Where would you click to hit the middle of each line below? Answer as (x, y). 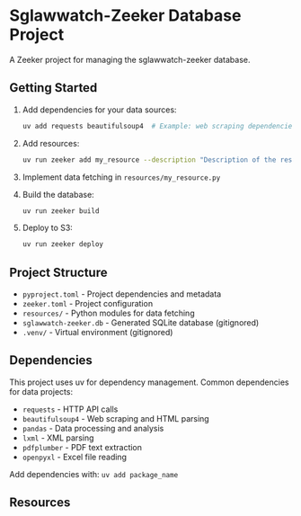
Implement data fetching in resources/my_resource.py (121, 177)
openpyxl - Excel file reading (75, 457)
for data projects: (41, 391)
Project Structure (58, 272)
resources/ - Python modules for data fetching (108, 313)
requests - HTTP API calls (70, 409)
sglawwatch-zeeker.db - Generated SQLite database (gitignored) (141, 323)
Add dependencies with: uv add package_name (94, 474)
